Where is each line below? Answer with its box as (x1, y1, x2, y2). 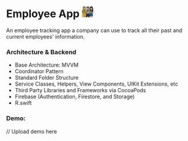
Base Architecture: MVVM (14, 61, 79, 68)
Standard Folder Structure (14, 74, 79, 82)
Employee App (6, 7, 80, 21)
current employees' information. (6, 33, 85, 40)
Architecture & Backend (6, 48, 77, 56)
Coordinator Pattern (14, 68, 64, 75)
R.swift (14, 99, 32, 106)
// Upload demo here (6, 128, 58, 135)
